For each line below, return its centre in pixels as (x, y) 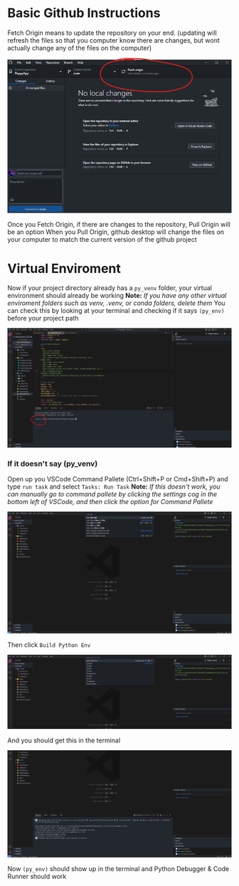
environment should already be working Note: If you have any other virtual (117, 296)
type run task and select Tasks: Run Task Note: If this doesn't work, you (114, 487)
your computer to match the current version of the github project (102, 240)
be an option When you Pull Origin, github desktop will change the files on (116, 232)
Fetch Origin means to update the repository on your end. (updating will (112, 33)
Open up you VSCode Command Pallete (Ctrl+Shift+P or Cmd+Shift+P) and (118, 479)
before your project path (43, 319)
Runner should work (37, 876)
